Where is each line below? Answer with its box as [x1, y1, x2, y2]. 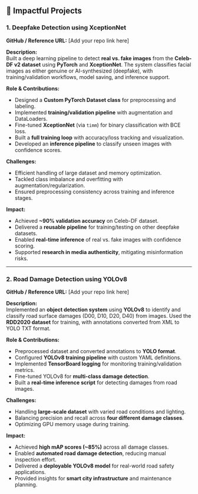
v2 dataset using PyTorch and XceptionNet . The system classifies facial [14, 61, 192, 68]
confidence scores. [14, 146, 62, 153]
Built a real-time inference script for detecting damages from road [14, 378, 178, 386]
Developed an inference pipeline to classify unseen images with [14, 140, 172, 147]
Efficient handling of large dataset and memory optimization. [14, 169, 162, 176]
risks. [14, 255, 28, 262]
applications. [14, 468, 46, 475]
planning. [14, 481, 38, 488]
